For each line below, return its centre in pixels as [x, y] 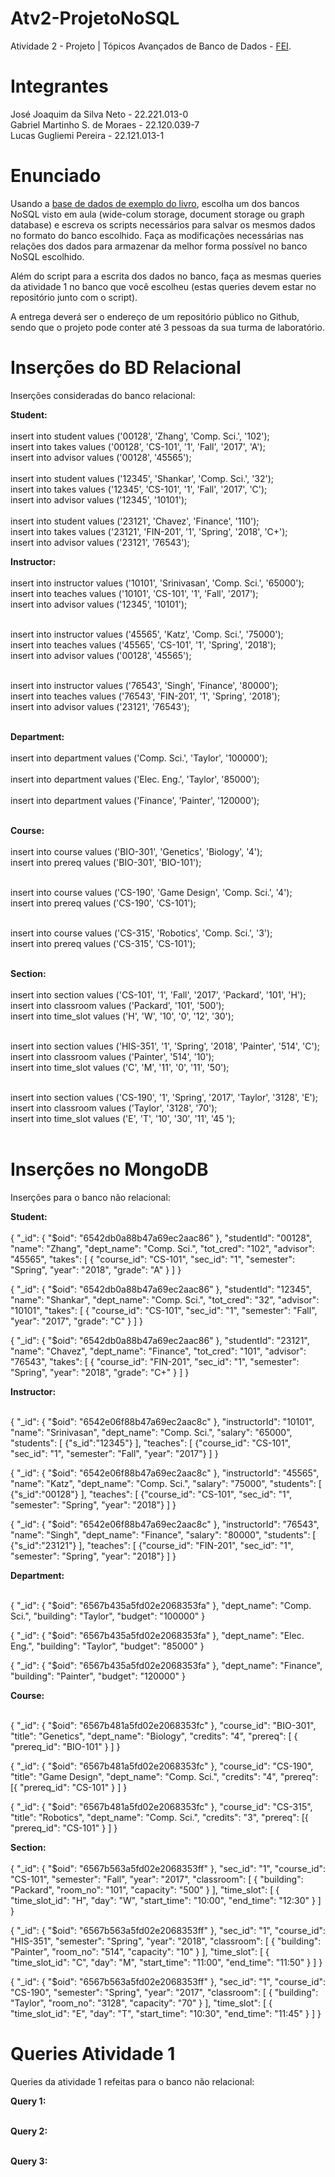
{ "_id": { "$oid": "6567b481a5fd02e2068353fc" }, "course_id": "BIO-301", [163, 1725]
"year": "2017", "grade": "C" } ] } [77, 1321]
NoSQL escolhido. [47, 256]
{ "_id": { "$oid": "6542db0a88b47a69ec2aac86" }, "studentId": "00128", [161, 1238]
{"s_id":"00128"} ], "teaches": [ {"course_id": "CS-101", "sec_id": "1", [151, 1494]
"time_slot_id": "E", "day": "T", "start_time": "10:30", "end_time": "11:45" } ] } [166, 2013]
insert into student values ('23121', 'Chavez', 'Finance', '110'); [135, 521]
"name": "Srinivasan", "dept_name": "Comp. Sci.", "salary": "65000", [151, 1432]
